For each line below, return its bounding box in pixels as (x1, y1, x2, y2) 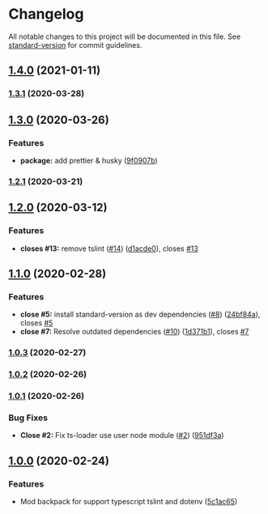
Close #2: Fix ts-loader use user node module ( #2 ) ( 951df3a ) (19, 431, 224, 440)
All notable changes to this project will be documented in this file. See (8, 32, 241, 41)
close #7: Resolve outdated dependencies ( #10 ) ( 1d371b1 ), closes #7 (19, 327, 249, 337)
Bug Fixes (8, 412, 49, 423)
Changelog (8, 5, 84, 23)
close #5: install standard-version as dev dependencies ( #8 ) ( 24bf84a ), (19, 309, 261, 320)
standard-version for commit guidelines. (8, 40, 143, 49)
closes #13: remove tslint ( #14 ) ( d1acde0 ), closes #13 (19, 244, 198, 253)
